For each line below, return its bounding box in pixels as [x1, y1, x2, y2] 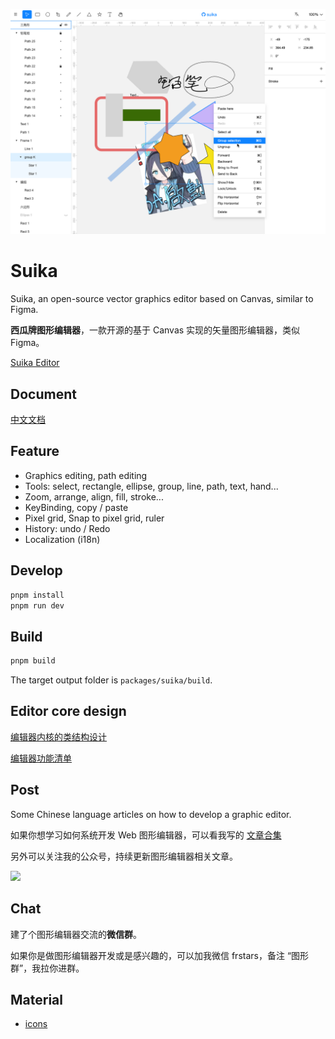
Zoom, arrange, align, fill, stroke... [24, 490, 164, 503]
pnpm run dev [10, 600, 65, 611]
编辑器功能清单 [10, 752, 72, 764]
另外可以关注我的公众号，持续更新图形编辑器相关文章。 [10, 850, 238, 862]
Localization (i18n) [24, 533, 101, 545]
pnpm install [10, 590, 65, 600]
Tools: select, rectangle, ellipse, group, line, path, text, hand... [24, 480, 279, 492]
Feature [10, 443, 60, 460]
